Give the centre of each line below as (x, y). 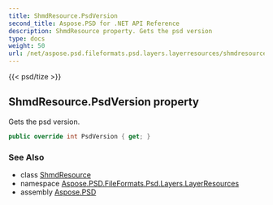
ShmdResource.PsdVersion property (104, 102)
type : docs (27, 38)
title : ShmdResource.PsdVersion (63, 16)
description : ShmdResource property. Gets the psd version (110, 31)
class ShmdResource (56, 174)
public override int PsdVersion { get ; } (80, 136)
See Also (26, 157)
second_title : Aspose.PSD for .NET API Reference (94, 23)
